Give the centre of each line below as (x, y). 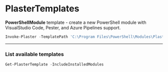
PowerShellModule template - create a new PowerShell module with (76, 22)
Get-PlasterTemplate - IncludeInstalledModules (54, 65)
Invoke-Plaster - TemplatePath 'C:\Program (50, 37)
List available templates (34, 54)
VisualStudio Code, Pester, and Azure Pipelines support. (63, 27)
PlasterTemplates (42, 9)
